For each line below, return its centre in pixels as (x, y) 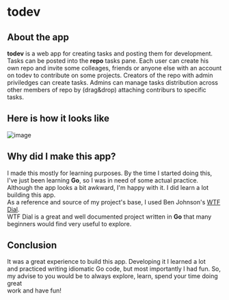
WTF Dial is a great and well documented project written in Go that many (109, 217)
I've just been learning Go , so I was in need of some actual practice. (103, 180)
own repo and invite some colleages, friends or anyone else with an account (114, 68)
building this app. (31, 195)
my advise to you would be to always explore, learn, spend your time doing (113, 276)
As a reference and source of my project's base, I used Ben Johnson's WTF (114, 202)
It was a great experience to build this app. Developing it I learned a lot (107, 262)
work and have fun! (34, 290)
